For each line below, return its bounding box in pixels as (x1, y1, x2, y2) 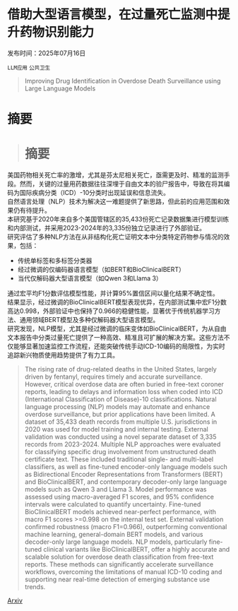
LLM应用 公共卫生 (7, 64, 51, 71)
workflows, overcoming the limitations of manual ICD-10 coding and (24, 568, 222, 576)
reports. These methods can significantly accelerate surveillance (24, 560, 214, 569)
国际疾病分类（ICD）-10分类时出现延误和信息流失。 (19, 189, 170, 197)
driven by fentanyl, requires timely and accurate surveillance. (24, 372, 203, 381)
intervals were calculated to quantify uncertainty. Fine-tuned (24, 500, 201, 509)
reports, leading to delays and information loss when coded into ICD (24, 388, 223, 396)
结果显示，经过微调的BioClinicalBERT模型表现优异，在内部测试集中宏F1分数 (7, 298, 227, 307)
